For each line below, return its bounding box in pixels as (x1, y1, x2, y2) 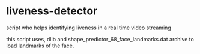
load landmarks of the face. (6, 42, 74, 49)
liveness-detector (6, 4, 98, 18)
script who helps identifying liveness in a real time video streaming (6, 24, 171, 31)
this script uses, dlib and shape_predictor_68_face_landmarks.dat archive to (6, 35, 194, 43)
